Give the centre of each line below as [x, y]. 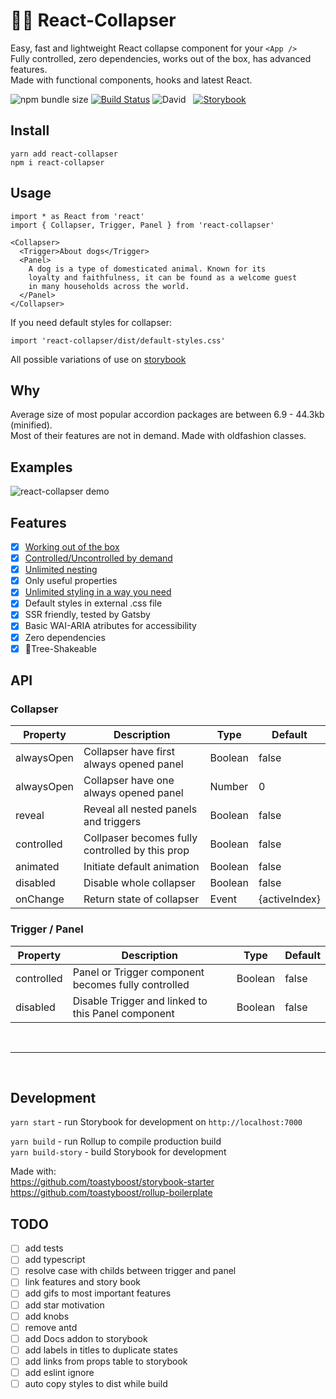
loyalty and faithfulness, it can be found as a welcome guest [163, 277]
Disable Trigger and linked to [140, 1001]
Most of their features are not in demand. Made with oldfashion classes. [158, 436]
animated [37, 867]
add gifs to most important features [98, 1293]
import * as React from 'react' [77, 216]
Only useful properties [71, 581]
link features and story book [82, 1282]
